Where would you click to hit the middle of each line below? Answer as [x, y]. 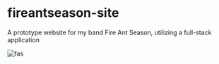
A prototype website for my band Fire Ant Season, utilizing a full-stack [109, 32]
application [24, 39]
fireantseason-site [63, 13]
